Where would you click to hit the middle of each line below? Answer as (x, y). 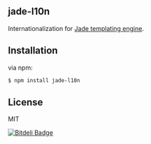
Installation (33, 51)
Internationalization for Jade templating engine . (76, 28)
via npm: (21, 67)
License (26, 102)
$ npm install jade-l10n (44, 80)
